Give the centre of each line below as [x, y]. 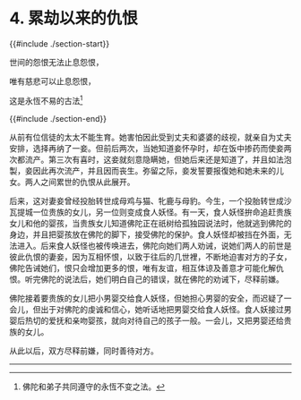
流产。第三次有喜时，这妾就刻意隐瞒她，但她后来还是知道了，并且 [146, 159]
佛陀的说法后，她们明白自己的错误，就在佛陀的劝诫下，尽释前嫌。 [162, 279]
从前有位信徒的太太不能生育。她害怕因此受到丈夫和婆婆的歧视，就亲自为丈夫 [150, 137]
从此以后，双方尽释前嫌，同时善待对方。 [84, 351]
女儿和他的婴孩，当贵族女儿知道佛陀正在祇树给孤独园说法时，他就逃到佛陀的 [150, 223]
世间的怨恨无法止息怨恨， [56, 62]
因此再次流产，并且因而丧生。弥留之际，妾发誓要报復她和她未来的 [154, 170]
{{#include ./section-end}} [58, 118]
